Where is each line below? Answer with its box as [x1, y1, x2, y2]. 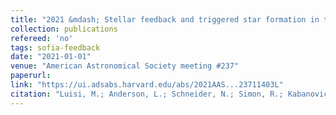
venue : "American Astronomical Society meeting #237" [10, 61, 240, 71]
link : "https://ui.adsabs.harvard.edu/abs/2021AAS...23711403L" [10, 80, 284, 90]
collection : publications [10, 24, 118, 34]
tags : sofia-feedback [10, 42, 101, 53]
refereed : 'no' [10, 33, 74, 43]
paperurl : [10, 71, 52, 81]
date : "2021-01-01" [10, 52, 92, 62]
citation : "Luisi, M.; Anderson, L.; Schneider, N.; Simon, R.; [10, 89, 284, 99]
